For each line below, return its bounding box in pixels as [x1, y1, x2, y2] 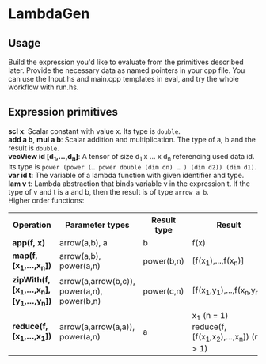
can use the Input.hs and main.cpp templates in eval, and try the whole [8, 74, 239, 83]
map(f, [12, 250, 38, 261]
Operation [13, 219, 51, 230]
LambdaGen [8, 5, 90, 23]
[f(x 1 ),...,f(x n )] [192, 255, 245, 267]
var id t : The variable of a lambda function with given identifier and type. [8, 170, 245, 180]
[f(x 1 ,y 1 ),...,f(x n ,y [192, 285, 256, 298]
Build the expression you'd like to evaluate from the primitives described [8, 57, 244, 66]
